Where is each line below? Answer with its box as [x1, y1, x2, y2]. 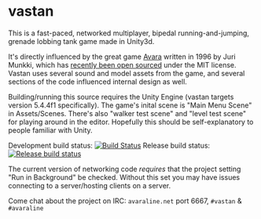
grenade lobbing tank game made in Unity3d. [8, 36, 155, 46]
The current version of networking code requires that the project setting [8, 164, 241, 173]
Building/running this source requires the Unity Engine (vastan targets [8, 92, 234, 101]
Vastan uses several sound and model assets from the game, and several [8, 68, 245, 78]
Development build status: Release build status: [8, 141, 211, 150]
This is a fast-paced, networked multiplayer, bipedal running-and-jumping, [8, 28, 250, 38]
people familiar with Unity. [8, 125, 93, 135]
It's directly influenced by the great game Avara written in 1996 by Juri [8, 52, 236, 61]
